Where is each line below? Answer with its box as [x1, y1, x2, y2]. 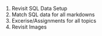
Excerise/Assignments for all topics [11, 17, 97, 24]
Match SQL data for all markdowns [11, 11, 95, 18]
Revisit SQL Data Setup [11, 5, 68, 12]
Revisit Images [11, 23, 47, 30]
